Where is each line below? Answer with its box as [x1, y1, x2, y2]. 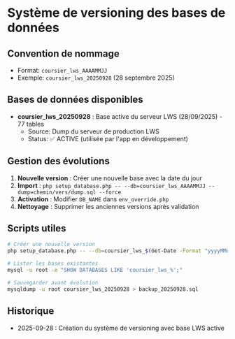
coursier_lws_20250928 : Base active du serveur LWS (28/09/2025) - [17, 112, 222, 120]
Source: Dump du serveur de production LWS [27, 127, 159, 136]
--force [99, 189, 122, 196]
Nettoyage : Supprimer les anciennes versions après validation [17, 202, 199, 210]
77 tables [17, 120, 44, 128]
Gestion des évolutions [7, 155, 110, 167]
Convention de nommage [7, 48, 120, 59]
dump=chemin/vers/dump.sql [17, 189, 97, 196]
